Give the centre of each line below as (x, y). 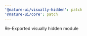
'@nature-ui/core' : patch (31, 14)
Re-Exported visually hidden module (42, 28)
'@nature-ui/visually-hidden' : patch (43, 10)
